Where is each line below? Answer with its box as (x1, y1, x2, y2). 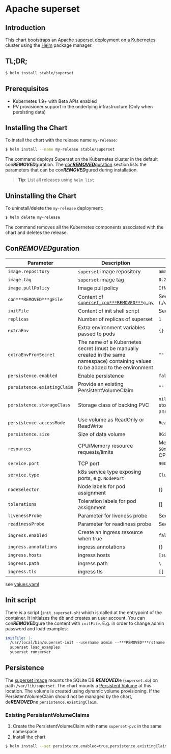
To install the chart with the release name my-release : (5, 137, 117, 143)
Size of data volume (78, 430, 126, 438)
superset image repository (78, 268, 141, 275)
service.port (8, 460, 40, 466)
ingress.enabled (8, 532, 47, 538)
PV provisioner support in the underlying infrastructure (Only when (12, 103, 153, 109)
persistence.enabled (8, 372, 58, 379)
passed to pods (78, 330, 116, 337)
